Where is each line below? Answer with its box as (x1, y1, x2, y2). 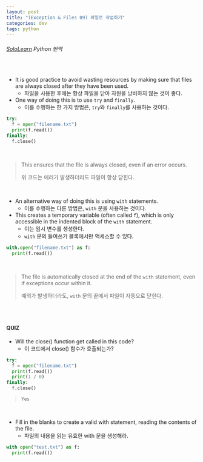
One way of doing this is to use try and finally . (15, 96, 135, 104)
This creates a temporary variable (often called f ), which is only (15, 211, 175, 219)
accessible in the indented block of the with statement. (15, 217, 153, 225)
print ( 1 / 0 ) (12, 374, 45, 380)
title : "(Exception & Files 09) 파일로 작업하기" (6, 15, 125, 21)
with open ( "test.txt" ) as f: (6, 444, 80, 450)
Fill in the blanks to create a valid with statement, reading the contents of (15, 418, 197, 426)
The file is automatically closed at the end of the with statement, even (21, 273, 196, 280)
